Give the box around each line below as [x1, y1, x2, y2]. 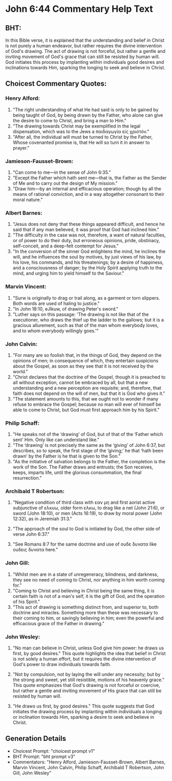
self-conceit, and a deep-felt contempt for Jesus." [12, 243, 119, 249]
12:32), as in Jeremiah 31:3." [12, 516, 73, 522]
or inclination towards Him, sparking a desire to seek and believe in [12, 714, 155, 720]
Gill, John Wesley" [12, 770, 52, 776]
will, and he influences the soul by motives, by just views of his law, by [12, 254, 162, 260]
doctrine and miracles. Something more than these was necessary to [12, 609, 158, 615]
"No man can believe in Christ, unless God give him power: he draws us [12, 645, 164, 651]
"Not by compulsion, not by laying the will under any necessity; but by [12, 671, 161, 678]
